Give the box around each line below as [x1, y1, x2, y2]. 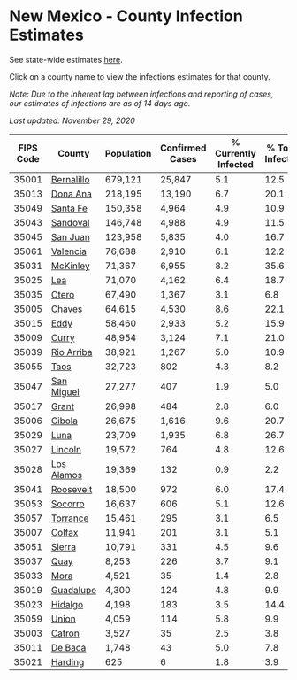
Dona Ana [50, 188, 93, 200]
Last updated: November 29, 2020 [9, 115, 135, 126]
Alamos [50, 468, 82, 481]
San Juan [50, 230, 90, 243]
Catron [50, 627, 80, 639]
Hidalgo [50, 598, 84, 610]
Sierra [50, 540, 77, 552]
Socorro [50, 498, 86, 510]
